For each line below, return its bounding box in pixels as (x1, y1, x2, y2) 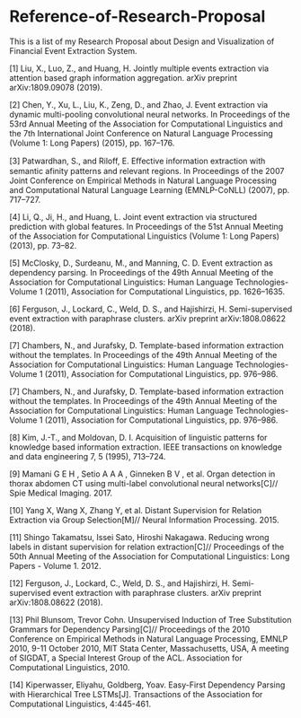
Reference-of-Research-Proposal (9, 6, 266, 27)
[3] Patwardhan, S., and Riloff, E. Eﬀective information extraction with (9, 155, 266, 166)
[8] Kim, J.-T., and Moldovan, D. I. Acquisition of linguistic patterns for (9, 432, 268, 442)
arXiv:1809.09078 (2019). (9, 82, 103, 92)
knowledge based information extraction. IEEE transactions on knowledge (9, 442, 283, 452)
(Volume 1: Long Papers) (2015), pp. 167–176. (9, 137, 175, 148)
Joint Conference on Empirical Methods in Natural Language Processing (9, 175, 277, 186)
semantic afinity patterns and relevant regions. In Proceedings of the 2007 (9, 165, 285, 176)
